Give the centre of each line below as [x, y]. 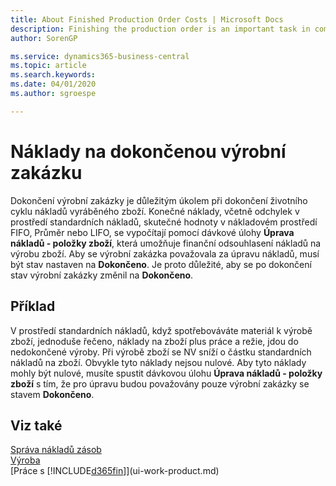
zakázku [46, 172]
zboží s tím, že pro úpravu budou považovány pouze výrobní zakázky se [160, 383]
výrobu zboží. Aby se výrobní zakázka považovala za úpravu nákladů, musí [165, 253]
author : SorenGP [44, 38]
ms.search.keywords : [53, 75]
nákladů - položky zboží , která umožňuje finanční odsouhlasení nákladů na [166, 243]
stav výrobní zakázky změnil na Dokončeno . [102, 275]
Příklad [33, 306]
